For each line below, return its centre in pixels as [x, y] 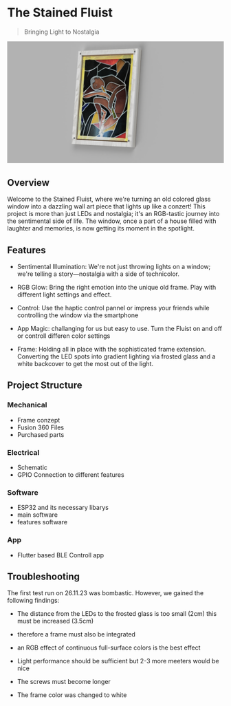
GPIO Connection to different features [71, 475]
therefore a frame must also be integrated [76, 634]
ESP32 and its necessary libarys [63, 508]
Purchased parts [41, 434]
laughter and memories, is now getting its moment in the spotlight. [101, 228]
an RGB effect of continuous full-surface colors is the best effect [109, 648]
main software [37, 515]
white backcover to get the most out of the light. [85, 364]
